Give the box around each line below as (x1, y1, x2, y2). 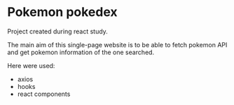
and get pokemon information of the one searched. (7, 48, 155, 56)
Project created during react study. (7, 27, 109, 35)
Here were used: (7, 61, 55, 70)
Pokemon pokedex (7, 4, 118, 20)
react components (17, 90, 71, 98)
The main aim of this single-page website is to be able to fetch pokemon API (7, 40, 228, 49)
